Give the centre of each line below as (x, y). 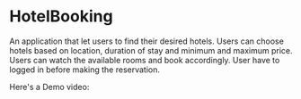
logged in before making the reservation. (84, 70)
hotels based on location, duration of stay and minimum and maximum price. (151, 50)
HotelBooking (62, 16)
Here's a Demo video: (49, 87)
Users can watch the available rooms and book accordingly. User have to (145, 60)
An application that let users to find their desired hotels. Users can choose (147, 41)
